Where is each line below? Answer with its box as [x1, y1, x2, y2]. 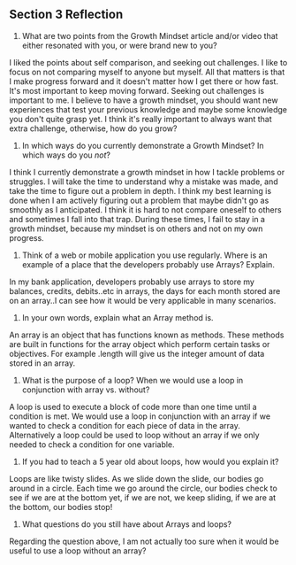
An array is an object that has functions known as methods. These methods [9, 329, 285, 340]
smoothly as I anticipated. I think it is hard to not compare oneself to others [9, 204, 282, 215]
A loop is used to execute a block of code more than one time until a [9, 401, 258, 412]
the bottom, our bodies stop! [9, 501, 113, 512]
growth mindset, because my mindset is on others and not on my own [9, 223, 263, 234]
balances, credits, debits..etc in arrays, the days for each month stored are [9, 285, 281, 296]
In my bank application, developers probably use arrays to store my [9, 276, 254, 287]
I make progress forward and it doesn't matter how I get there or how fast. [9, 75, 278, 87]
